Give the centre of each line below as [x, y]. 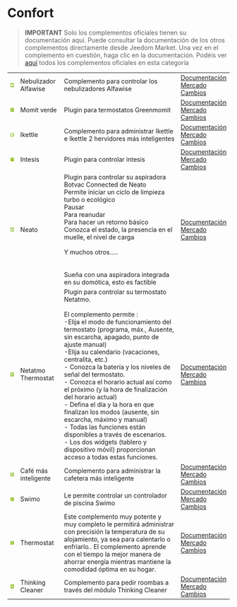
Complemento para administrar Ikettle [119, 131]
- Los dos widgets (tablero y [105, 442]
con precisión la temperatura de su [114, 531]
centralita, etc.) [86, 359]
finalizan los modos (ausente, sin [111, 412]
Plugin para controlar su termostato [115, 292]
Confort [31, 13]
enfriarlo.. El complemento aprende [115, 546]
